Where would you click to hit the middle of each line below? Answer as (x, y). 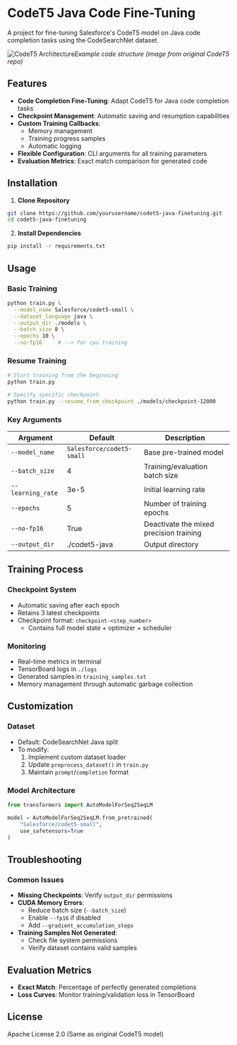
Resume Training (37, 360)
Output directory (171, 544)
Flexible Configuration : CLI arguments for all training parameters (112, 153)
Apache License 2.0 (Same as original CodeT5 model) (86, 1034)
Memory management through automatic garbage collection (105, 684)
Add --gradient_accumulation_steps (81, 925)
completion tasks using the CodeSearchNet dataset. (83, 40)
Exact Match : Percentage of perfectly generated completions (107, 987)
